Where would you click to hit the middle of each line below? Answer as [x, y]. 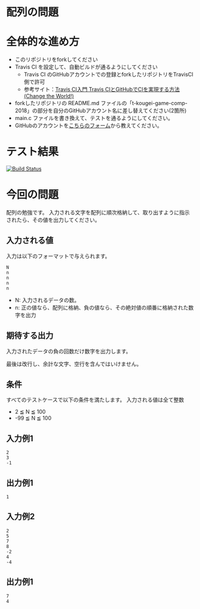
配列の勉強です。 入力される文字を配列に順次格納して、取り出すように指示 [98, 212]
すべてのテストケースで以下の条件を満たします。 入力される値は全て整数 [95, 400]
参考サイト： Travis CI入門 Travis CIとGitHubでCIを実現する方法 [102, 90]
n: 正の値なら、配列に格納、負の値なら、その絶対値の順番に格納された [102, 307]
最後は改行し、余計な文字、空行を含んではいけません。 [74, 364]
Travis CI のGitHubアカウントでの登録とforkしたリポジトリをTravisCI [109, 75]
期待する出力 [30, 336]
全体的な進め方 [43, 42]
